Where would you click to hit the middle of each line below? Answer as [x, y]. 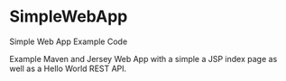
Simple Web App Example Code [69, 41]
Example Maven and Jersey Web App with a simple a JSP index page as [143, 58]
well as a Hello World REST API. [68, 68]
